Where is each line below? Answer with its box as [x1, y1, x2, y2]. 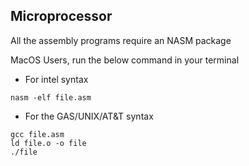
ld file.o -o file [10, 138, 87, 148]
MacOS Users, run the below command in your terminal [10, 54, 240, 66]
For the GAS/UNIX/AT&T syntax [24, 110, 154, 122]
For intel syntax [24, 73, 89, 85]
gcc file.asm [10, 129, 65, 139]
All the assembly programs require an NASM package [10, 34, 232, 46]
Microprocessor [10, 8, 113, 25]
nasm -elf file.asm [10, 92, 92, 103]
